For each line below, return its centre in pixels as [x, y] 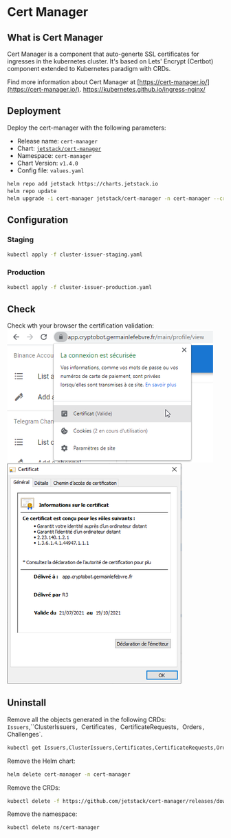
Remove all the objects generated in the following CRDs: [87, 719]
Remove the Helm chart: [41, 761]
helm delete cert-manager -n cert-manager [69, 774]
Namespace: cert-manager [54, 155]
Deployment [34, 111]
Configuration [38, 220]
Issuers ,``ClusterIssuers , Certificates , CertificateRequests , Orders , [106, 727]
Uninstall [27, 703]
